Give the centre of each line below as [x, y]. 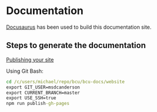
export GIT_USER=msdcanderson [43, 87]
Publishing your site [30, 59]
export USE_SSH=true [31, 98]
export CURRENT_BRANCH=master [43, 93]
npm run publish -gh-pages [38, 104]
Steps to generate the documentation [76, 45]
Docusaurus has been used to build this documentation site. [79, 27]
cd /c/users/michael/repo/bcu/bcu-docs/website [66, 82]
